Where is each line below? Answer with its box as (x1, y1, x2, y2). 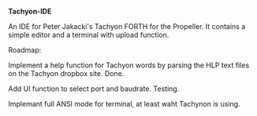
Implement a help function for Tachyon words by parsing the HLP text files (8, 60, 250, 70)
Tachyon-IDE (8, 7, 52, 16)
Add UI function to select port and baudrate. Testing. (8, 84, 180, 93)
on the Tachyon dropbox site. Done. (8, 69, 125, 78)
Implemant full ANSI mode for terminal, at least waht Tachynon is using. (8, 100, 240, 108)
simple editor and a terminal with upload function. (8, 31, 169, 39)
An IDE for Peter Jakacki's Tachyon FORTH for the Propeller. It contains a (8, 22, 246, 31)
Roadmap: (8, 45, 42, 54)
